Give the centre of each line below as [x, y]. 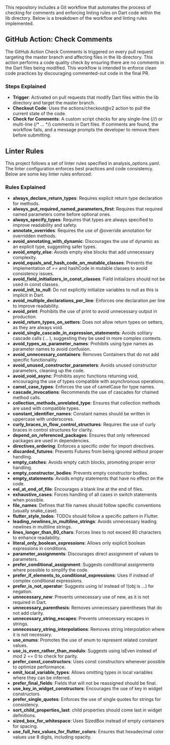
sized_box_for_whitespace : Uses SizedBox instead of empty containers [88, 721]
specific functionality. [35, 360]
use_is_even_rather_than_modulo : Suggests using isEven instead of [85, 651]
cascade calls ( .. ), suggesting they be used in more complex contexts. [87, 338]
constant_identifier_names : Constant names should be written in [81, 414]
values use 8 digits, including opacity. [52, 737]
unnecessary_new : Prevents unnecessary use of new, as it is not [81, 597]
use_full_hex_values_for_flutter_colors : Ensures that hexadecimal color [88, 732]
